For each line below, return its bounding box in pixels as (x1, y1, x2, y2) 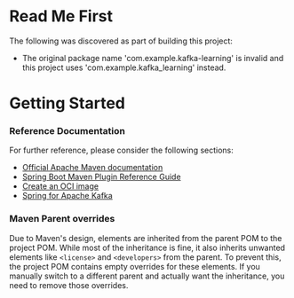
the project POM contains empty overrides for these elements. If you (9, 261, 260, 271)
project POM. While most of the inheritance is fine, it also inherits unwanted (9, 242, 286, 253)
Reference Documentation (9, 125, 126, 137)
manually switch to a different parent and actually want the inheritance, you (9, 271, 285, 281)
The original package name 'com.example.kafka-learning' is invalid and (21, 52, 284, 63)
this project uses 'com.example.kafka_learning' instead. (21, 62, 226, 73)
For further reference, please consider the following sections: (9, 145, 234, 156)
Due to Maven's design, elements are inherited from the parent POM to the (9, 232, 282, 243)
